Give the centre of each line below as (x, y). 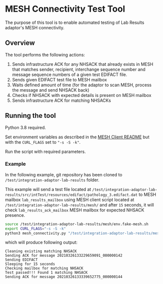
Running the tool (31, 116)
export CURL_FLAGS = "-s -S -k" (36, 228)
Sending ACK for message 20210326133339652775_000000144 (64, 277)
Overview (20, 43)
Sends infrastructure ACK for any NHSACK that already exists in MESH (83, 64)
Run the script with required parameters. (45, 151)
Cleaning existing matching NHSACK (41, 251)
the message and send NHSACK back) (51, 90)
